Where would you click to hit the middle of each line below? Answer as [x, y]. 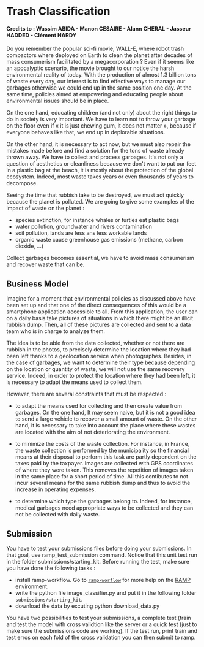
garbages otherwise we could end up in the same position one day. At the [99, 88]
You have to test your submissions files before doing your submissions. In [99, 549]
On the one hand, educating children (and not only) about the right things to [102, 113]
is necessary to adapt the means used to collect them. [75, 382]
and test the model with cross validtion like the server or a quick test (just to [102, 624]
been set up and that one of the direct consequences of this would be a [97, 305]
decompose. [22, 183]
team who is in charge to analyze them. [56, 331]
